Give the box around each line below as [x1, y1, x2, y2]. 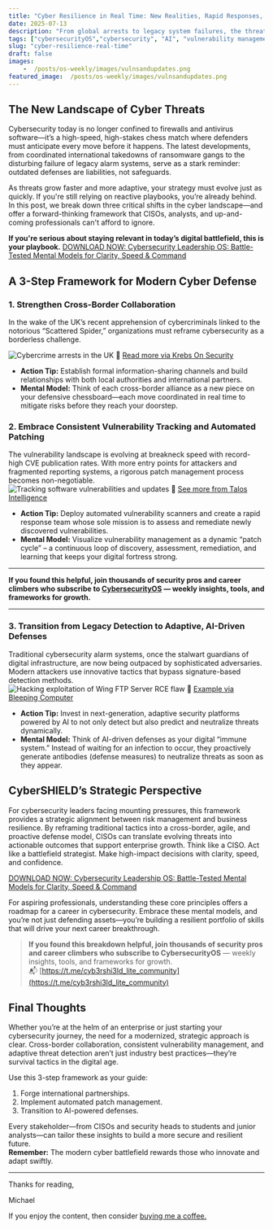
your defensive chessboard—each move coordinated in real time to [19, 392, 246, 402]
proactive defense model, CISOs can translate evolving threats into [8, 831, 232, 841]
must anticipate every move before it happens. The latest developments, [8, 142, 251, 151]
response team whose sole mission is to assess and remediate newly [19, 518, 252, 527]
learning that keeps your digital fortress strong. [19, 552, 178, 562]
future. [8, 1139, 31, 1148]
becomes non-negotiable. [8, 475, 95, 485]
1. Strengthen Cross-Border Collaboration [8, 299, 176, 310]
